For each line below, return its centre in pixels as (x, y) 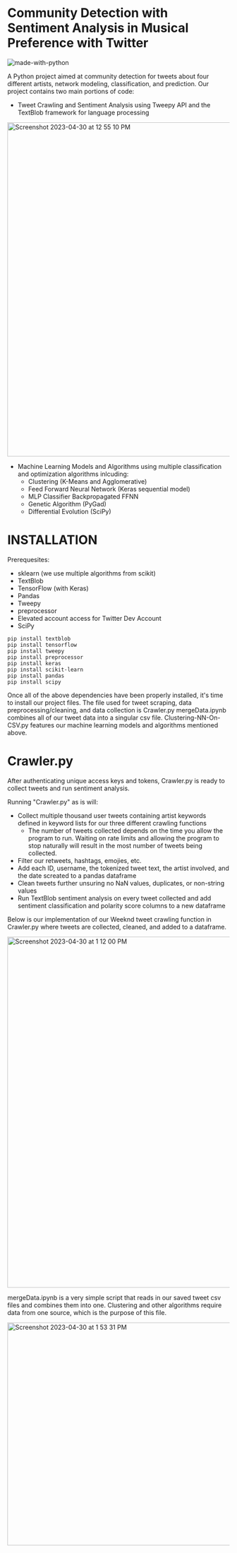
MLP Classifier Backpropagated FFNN (83, 496)
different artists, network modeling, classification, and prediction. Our (108, 83)
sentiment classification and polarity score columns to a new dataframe (121, 905)
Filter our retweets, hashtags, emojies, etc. (80, 860)
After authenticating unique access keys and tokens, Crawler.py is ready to (116, 780)
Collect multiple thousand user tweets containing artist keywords (112, 815)
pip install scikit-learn (45, 670)
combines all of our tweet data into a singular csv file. (85, 718)
